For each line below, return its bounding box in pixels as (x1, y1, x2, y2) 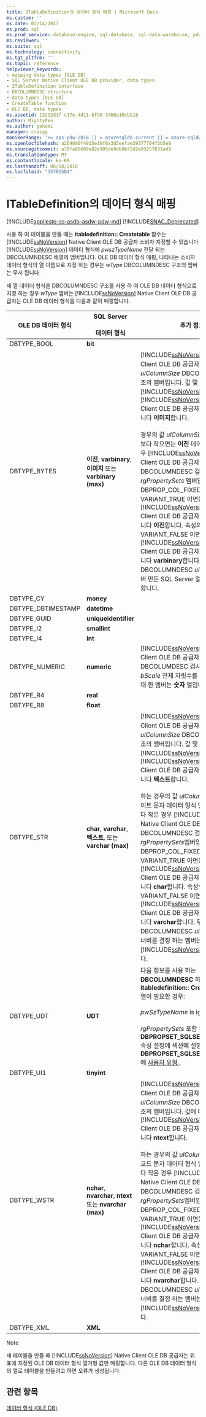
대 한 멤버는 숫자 (140, 681, 185, 689)
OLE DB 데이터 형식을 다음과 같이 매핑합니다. (22, 297, 131, 305)
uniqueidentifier (86, 615, 135, 623)
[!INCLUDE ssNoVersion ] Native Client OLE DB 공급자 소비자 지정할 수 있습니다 (6, 238, 199, 246)
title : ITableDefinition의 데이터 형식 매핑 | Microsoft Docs (6, 9, 158, 15)
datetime (86, 604, 113, 613)
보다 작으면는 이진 (140, 440, 189, 448)
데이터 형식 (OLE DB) (6, 1404, 58, 1411)
